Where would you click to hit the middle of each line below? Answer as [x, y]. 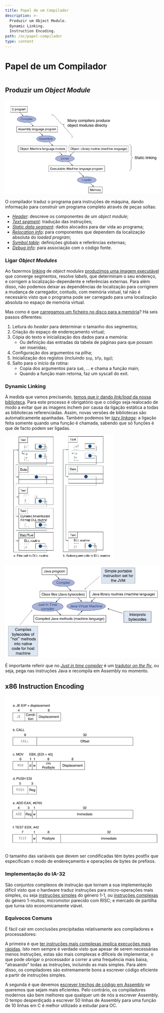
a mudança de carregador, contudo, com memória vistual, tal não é [73, 292]
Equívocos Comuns [29, 918]
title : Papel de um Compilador [37, 10]
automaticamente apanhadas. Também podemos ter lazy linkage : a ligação [81, 418]
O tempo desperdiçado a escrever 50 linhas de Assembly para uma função [81, 1000]
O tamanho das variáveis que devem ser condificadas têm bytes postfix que [82, 856]
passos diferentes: [24, 317]
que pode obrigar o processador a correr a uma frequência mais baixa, [77, 959]
